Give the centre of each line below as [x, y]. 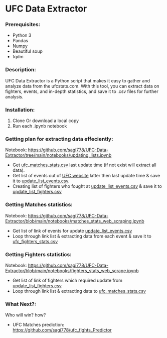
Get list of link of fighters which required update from [67, 280]
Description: [21, 70]
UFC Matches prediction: [38, 325]
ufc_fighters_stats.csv [35, 241]
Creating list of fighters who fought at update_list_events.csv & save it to [87, 186]
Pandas [20, 41]
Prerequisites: [23, 25]
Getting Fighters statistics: [38, 254]
